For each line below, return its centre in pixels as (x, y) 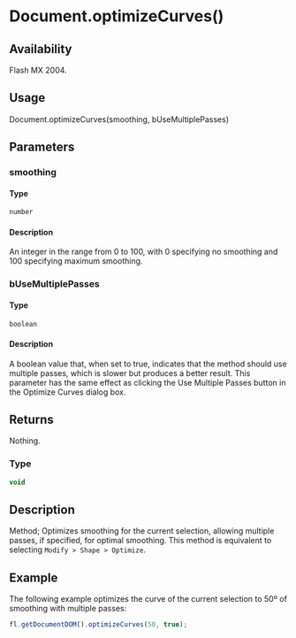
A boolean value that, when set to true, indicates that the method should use (148, 364)
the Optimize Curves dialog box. (68, 392)
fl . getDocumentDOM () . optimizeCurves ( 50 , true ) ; (99, 625)
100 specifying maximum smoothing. (76, 261)
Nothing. (25, 441)
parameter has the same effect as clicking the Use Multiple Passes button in (148, 382)
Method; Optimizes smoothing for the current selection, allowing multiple (142, 531)
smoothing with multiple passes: (68, 609)
